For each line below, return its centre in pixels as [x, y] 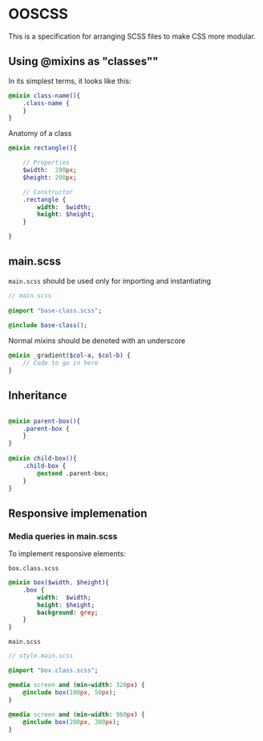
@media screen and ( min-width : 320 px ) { [77, 685]
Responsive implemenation [78, 513]
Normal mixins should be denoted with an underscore [97, 341]
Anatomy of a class [40, 133]
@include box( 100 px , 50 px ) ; [69, 692]
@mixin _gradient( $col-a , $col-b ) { [69, 356]
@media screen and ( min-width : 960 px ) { [77, 715]
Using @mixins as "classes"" [83, 61]
